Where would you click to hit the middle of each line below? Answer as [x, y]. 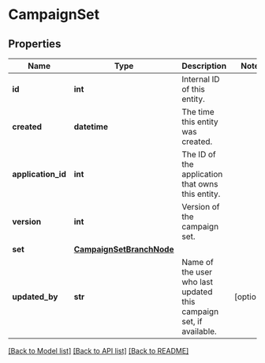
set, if [192, 321]
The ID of [199, 154]
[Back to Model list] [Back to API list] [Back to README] [99, 351]
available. [199, 331]
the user [197, 272]
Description [204, 66]
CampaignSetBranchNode [124, 249]
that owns [200, 184]
